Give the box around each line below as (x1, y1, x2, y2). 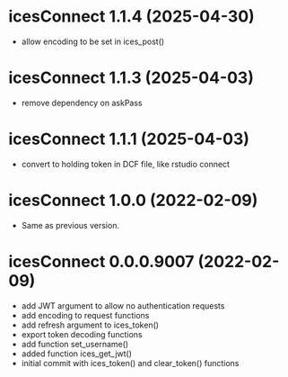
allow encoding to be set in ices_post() (21, 36, 165, 47)
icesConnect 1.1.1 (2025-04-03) (8, 129, 250, 149)
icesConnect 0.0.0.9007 (8, 251, 195, 272)
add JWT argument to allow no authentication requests (21, 300, 225, 311)
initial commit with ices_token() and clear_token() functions (21, 357, 240, 368)
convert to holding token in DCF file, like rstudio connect (21, 158, 231, 169)
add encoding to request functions (21, 310, 150, 320)
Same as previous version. (21, 220, 120, 230)
